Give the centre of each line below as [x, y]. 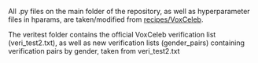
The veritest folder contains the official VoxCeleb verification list [112, 35]
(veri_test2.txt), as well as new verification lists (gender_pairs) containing [127, 43]
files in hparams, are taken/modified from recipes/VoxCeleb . [106, 19]
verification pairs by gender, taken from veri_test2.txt [94, 51]
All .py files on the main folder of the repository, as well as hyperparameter [129, 11]
